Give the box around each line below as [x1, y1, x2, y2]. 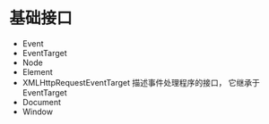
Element [22, 66, 54, 77]
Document [22, 96, 61, 107]
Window [22, 106, 54, 117]
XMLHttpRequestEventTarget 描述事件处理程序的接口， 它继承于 [22, 77, 260, 87]
